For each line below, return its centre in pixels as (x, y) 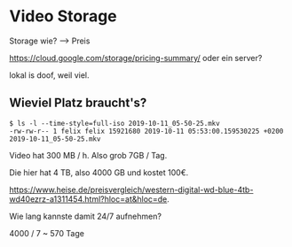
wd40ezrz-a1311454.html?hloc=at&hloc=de (88, 199)
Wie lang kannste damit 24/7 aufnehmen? (86, 216)
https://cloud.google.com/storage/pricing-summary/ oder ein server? (136, 58)
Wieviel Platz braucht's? (78, 103)
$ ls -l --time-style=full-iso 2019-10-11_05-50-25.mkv (114, 123)
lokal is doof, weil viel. (50, 75)
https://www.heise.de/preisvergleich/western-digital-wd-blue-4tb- (131, 189)
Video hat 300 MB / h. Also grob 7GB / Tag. (88, 155)
